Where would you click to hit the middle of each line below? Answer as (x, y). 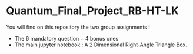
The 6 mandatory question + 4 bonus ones (66, 38)
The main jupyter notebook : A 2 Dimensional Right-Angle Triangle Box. (101, 45)
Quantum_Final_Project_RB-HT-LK (92, 11)
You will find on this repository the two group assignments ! (78, 27)
